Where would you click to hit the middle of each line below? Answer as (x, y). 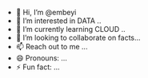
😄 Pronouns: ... (42, 58)
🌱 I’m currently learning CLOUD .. (70, 29)
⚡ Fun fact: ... (38, 67)
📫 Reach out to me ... (52, 47)
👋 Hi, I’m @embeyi (46, 12)
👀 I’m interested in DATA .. (58, 21)
